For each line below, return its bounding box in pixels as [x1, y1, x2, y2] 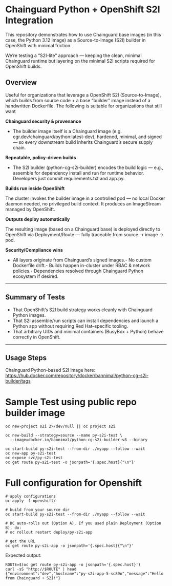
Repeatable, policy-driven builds [5, 154, 76, 160]
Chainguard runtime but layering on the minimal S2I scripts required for [5, 58, 155, 64]
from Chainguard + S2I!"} [5, 576, 60, 581]
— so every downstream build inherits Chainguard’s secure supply [12, 139, 153, 145]
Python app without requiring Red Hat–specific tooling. [12, 323, 128, 329]
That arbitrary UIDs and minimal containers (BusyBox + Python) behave [12, 328, 164, 334]
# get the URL [5, 539, 36, 544]
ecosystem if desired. [12, 273, 59, 279]
